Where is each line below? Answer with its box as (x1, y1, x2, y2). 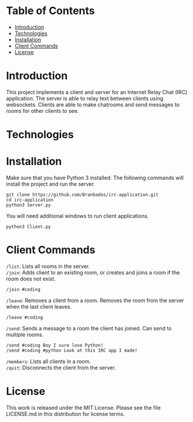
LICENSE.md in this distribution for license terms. (6, 410, 125, 417)
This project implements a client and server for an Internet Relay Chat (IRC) (6, 88, 188, 95)
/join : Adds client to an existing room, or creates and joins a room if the (6, 269, 180, 276)
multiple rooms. (6, 331, 44, 338)
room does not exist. (6, 275, 56, 282)
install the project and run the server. (6, 180, 95, 187)
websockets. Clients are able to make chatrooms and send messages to (6, 101, 180, 108)
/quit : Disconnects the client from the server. (6, 364, 116, 371)
